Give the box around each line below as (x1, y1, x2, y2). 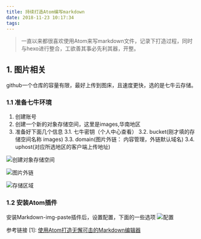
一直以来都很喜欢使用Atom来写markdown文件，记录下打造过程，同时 (21, 38, 193, 45)
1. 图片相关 (6, 64, 46, 74)
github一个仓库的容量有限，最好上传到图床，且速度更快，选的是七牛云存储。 (6, 82, 197, 89)
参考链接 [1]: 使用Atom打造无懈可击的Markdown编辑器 (6, 226, 141, 234)
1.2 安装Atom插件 (6, 198, 57, 207)
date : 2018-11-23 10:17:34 (6, 15, 74, 21)
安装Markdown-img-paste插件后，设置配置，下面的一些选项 (6, 213, 156, 221)
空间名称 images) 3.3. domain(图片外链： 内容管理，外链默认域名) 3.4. (20, 136, 195, 143)
